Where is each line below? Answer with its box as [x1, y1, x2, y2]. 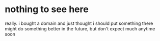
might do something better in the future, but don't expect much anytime [5, 25, 155, 31]
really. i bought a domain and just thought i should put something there [5, 20, 153, 26]
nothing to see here [5, 4, 89, 15]
